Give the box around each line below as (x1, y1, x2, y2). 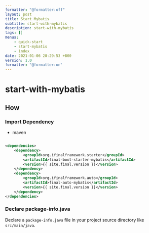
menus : (5, 35, 19, 40)
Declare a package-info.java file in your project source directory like (5, 217, 145, 223)
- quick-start (14, 40, 43, 45)
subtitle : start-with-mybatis (5, 21, 68, 26)
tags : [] (5, 30, 23, 35)
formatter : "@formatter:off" (5, 7, 65, 12)
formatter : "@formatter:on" (5, 62, 63, 67)
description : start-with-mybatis (5, 26, 74, 31)
